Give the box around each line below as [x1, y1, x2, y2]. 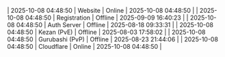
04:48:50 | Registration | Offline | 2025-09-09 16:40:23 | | [25, 14, 189, 22]
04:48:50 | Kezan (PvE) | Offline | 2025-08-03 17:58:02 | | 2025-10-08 [7, 28, 207, 36]
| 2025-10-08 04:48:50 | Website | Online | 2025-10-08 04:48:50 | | [7, 7, 198, 14]
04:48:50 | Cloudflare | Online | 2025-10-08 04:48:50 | [7, 43, 162, 50]
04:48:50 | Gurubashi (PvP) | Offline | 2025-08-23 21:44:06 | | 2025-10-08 [7, 35, 219, 43]
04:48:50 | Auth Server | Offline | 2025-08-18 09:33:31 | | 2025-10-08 [16, 21, 214, 28]
